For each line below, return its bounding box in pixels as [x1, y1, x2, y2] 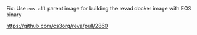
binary [6, 11, 22, 18]
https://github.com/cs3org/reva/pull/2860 [6, 23, 108, 29]
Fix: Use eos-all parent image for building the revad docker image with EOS [6, 5, 192, 12]
